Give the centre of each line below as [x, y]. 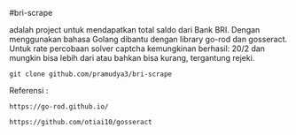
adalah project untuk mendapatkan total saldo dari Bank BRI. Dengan [135, 30]
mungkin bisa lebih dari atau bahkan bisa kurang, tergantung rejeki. [132, 58]
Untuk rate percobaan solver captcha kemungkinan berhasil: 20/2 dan [137, 49]
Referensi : [29, 90]
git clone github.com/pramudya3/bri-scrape [91, 74]
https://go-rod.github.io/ [59, 107]
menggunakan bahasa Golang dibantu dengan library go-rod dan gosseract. [148, 39]
